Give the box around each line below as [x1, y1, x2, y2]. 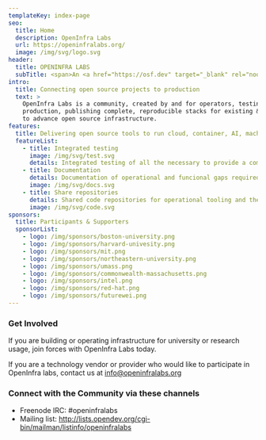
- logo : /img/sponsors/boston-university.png [22, 233, 176, 241]
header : [8, 56, 34, 64]
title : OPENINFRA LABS [15, 63, 90, 71]
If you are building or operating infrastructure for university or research [8, 336, 240, 346]
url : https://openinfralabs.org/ [15, 41, 126, 49]
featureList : [15, 136, 59, 145]
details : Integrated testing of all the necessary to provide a [28, 159, 246, 167]
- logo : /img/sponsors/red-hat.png [22, 285, 140, 293]
